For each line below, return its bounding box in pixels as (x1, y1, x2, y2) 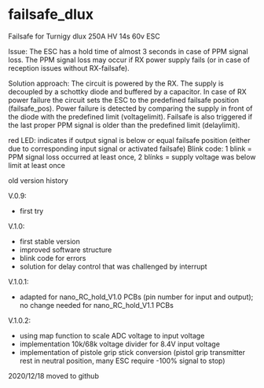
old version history (8, 175, 68, 185)
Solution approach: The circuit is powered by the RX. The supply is (8, 79, 224, 88)
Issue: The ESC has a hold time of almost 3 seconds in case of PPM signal (8, 46, 249, 56)
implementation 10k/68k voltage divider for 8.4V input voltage (19, 339, 220, 349)
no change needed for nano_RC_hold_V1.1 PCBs (19, 300, 174, 309)
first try (19, 206, 44, 215)
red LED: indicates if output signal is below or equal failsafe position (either (8, 135, 251, 145)
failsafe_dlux (8, 5, 94, 24)
